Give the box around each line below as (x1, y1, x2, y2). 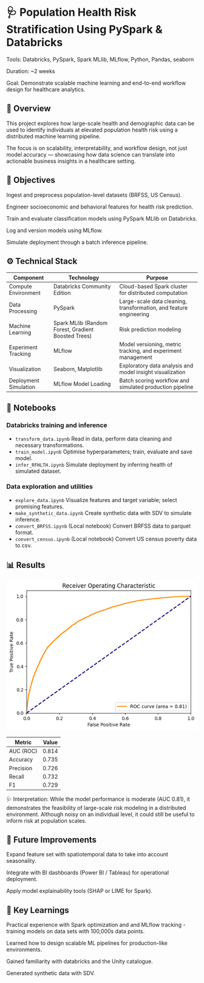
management (119, 353, 153, 361)
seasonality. (6, 857, 36, 865)
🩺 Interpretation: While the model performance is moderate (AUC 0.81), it (6, 795, 190, 803)
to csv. (15, 541, 32, 549)
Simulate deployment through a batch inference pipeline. (6, 238, 149, 246)
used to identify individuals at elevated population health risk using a (6, 126, 178, 133)
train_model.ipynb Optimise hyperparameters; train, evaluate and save (15, 448, 192, 455)
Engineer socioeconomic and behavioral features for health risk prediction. (6, 203, 194, 210)
